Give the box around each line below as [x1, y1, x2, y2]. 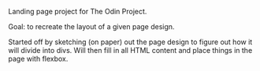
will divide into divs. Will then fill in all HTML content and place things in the [8, 46, 253, 54]
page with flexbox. [8, 54, 69, 63]
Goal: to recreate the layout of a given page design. [8, 22, 175, 31]
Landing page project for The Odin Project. [8, 7, 147, 16]
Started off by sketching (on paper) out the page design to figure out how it [8, 37, 253, 47]
